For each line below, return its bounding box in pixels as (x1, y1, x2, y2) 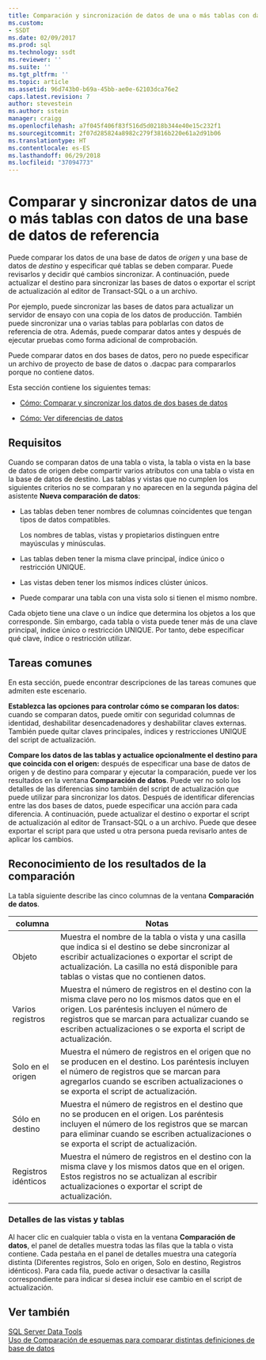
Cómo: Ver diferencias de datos (19, 413, 123, 424)
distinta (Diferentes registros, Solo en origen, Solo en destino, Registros (8, 1257, 241, 1267)
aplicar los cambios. (8, 834, 74, 844)
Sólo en (12, 1113, 41, 1124)
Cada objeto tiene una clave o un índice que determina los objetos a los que (8, 608, 256, 617)
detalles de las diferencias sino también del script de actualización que (8, 784, 240, 793)
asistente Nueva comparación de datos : (8, 491, 141, 500)
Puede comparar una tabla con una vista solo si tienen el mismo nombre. (19, 593, 257, 602)
